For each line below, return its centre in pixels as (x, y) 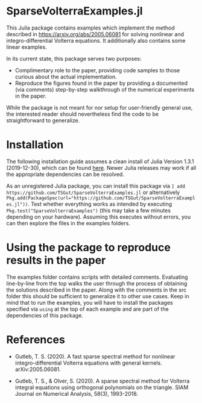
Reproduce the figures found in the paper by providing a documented (101, 83)
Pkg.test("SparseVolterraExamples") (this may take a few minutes (88, 210)
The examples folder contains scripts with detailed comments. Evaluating (97, 277)
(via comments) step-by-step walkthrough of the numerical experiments (105, 89)
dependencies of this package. (45, 315)
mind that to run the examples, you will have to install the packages (90, 302)
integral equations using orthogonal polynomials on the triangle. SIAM (102, 387)
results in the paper (56, 261)
